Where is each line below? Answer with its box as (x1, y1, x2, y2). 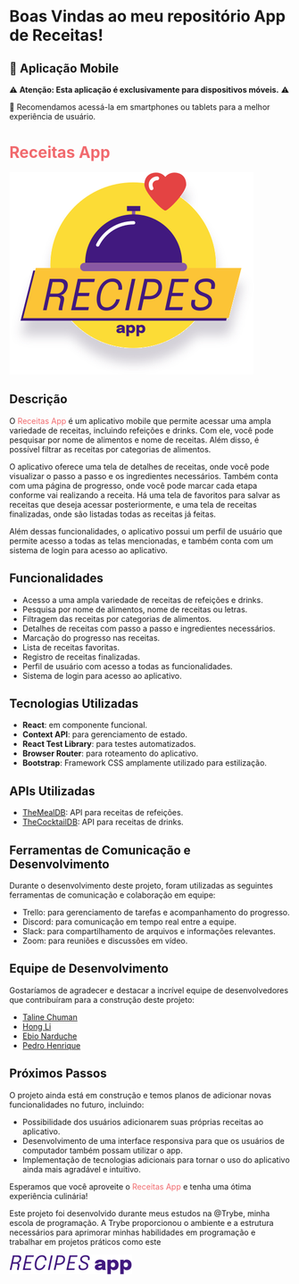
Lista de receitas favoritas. (21, 642, 120, 652)
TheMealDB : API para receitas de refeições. (21, 808, 184, 818)
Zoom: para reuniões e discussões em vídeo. (21, 935, 188, 946)
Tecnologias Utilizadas (9, 696, 139, 711)
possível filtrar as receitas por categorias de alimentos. (9, 443, 212, 454)
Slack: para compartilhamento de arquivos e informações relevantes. (21, 926, 277, 936)
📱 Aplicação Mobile (9, 61, 119, 76)
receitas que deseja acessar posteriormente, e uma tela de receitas (9, 499, 257, 509)
